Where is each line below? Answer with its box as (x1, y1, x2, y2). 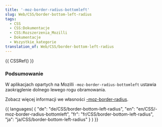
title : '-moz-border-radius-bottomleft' (5, 7, 90, 12)
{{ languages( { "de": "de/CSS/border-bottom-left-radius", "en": (5, 106, 135, 112)
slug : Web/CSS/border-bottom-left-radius (5, 12, 92, 17)
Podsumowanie (5, 70, 44, 77)
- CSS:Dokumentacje (9, 26, 50, 31)
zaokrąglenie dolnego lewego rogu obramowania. (5, 86, 107, 92)
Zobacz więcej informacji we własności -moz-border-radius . (5, 96, 129, 102)
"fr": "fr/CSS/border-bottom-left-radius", (71, 111, 154, 117)
